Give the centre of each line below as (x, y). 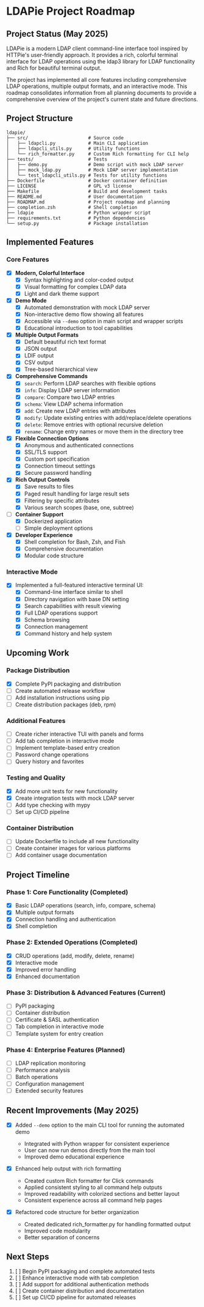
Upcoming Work (38, 653)
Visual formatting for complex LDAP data (75, 287)
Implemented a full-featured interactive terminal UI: (79, 585)
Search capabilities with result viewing (72, 606)
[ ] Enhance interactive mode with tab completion (77, 1278)
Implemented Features (50, 242)
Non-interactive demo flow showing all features (84, 314)
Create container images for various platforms (73, 848)
